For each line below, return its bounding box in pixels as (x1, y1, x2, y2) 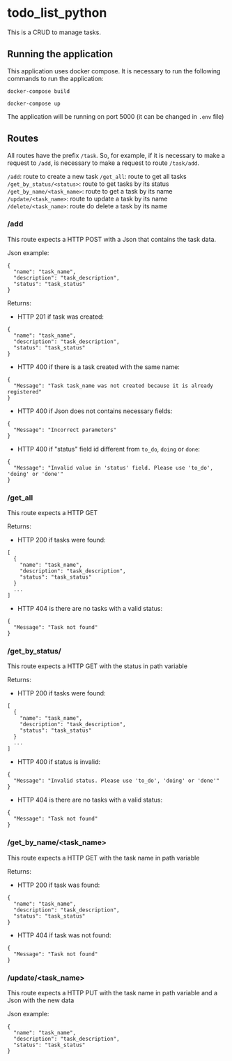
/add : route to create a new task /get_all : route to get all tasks (7, 172, 187, 180)
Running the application (7, 48, 114, 60)
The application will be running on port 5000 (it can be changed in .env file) (7, 112, 224, 120)
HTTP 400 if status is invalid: (17, 758, 101, 766)
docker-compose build (7, 87, 70, 95)
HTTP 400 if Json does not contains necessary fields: (17, 407, 173, 415)
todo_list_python (7, 5, 107, 21)
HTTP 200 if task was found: (17, 881, 100, 889)
